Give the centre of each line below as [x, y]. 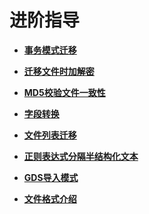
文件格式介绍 [50, 198]
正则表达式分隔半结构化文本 [81, 156]
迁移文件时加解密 [59, 71]
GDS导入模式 [51, 177]
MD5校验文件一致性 [64, 92]
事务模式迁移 [50, 50]
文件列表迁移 [50, 135]
